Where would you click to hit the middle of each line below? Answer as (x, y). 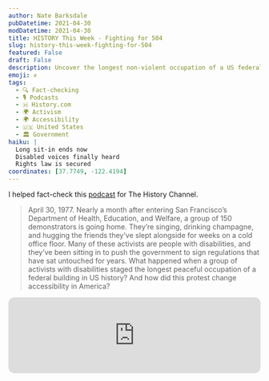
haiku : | (23, 142)
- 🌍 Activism (38, 113)
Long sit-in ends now (52, 149)
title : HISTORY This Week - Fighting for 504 (85, 38)
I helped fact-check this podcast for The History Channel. (103, 194)
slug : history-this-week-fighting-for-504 (80, 46)
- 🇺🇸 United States (50, 127)
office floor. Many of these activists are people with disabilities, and (139, 244)
